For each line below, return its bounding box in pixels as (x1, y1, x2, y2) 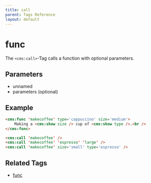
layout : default (5, 17, 40, 22)
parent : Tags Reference (5, 12, 56, 17)
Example (5, 103, 33, 112)
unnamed (12, 83, 33, 89)
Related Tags (5, 159, 47, 167)
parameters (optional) (12, 89, 58, 95)
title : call (5, 7, 30, 13)
